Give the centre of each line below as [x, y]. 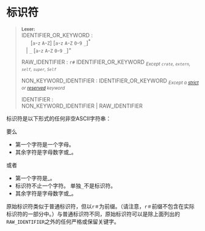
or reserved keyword [43, 88]
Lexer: [28, 29]
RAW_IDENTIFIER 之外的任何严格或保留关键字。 [63, 221]
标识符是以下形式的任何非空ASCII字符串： [59, 118]
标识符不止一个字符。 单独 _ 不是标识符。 [65, 185]
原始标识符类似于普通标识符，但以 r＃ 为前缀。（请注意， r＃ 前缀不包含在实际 [101, 206]
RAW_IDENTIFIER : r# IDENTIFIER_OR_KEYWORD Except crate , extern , [106, 63]
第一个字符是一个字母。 [45, 144]
